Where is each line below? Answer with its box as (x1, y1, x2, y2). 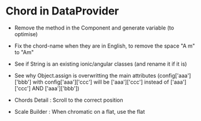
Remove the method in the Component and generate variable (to (14, 24, 175, 31)
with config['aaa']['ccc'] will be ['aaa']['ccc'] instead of (32, 78, 169, 85)
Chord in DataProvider (5, 4, 119, 18)
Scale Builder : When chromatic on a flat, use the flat (14, 108, 145, 115)
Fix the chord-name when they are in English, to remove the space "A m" (14, 42, 196, 49)
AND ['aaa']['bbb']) (31, 84, 79, 92)
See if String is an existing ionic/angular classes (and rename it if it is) (14, 60, 187, 67)
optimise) (14, 30, 38, 37)
